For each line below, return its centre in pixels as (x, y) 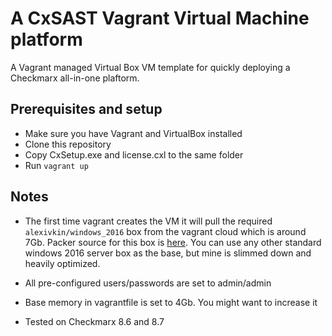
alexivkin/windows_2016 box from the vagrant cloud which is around (165, 231)
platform (46, 39)
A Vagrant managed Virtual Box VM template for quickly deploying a (150, 67)
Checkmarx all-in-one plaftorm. (75, 78)
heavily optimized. (62, 263)
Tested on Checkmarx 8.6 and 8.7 (94, 321)
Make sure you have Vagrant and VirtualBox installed (133, 133)
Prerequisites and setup (86, 109)
